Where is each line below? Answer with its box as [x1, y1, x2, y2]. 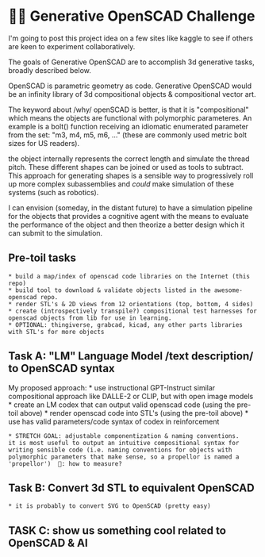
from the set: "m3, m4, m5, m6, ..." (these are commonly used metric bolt [8, 130, 248, 140]
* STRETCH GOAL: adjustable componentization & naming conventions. [8, 432, 240, 440]
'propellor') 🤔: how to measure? [8, 459, 123, 467]
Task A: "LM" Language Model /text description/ [8, 349, 254, 363]
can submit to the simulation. [8, 228, 103, 237]
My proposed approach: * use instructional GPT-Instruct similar [8, 382, 216, 392]
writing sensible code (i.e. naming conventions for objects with [8, 446, 232, 454]
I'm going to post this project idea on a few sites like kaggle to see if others [8, 33, 254, 43]
